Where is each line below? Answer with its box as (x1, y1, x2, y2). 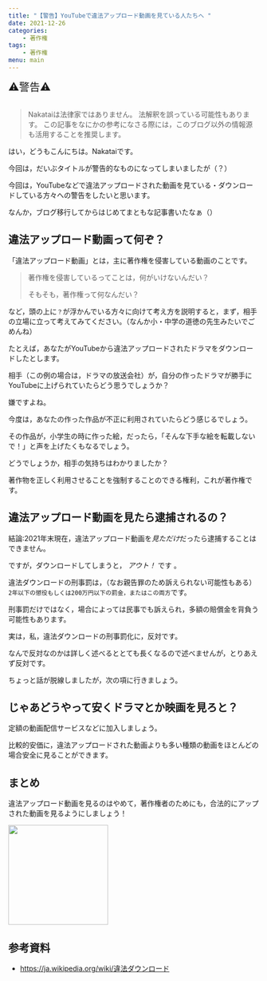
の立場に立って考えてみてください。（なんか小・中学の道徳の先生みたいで (8, 316, 249, 326)
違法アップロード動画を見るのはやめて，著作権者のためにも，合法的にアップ (8, 799, 259, 809)
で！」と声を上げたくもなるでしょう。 (8, 441, 134, 451)
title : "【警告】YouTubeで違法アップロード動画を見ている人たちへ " (8, 11, 212, 20)
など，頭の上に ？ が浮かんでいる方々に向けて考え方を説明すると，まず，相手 (8, 307, 257, 316)
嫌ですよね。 (8, 397, 50, 407)
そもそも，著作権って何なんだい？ (27, 289, 139, 299)
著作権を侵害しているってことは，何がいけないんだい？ (27, 272, 210, 282)
